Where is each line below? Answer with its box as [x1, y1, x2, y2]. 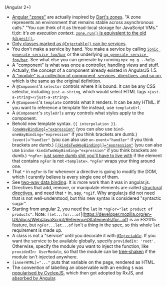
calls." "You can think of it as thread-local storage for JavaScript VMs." [11, 25, 158, 31]
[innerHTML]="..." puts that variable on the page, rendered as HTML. [11, 259, 155, 265]
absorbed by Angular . [11, 275, 57, 281]
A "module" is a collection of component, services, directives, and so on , [11, 73, 162, 78]
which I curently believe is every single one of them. [11, 174, 119, 180]
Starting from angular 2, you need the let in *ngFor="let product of [11, 206, 153, 212]
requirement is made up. [11, 227, 63, 233]
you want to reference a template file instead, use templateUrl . [11, 105, 141, 110]
